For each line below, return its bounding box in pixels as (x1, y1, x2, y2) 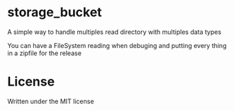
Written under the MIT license (7, 97, 94, 105)
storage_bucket (7, 4, 102, 21)
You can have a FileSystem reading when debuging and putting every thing (7, 41, 227, 49)
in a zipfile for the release (7, 49, 82, 57)
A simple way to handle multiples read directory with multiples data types (7, 28, 222, 36)
